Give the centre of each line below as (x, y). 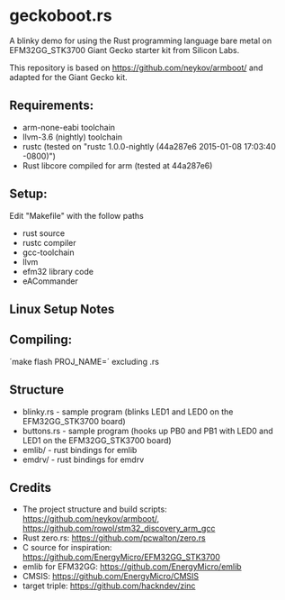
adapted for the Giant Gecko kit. (68, 77)
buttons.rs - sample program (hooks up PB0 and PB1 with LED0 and (148, 431)
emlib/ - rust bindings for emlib (80, 450)
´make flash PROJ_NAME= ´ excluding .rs (85, 361)
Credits (31, 487)
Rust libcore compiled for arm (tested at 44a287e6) (117, 165)
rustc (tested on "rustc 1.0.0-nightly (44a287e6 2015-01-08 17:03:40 (149, 146)
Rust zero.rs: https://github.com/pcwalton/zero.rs (114, 538)
